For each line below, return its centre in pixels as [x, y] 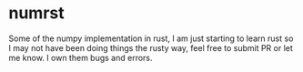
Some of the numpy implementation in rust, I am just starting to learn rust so [151, 38]
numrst [36, 13]
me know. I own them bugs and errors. [81, 57]
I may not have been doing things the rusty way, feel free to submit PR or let [151, 47]
